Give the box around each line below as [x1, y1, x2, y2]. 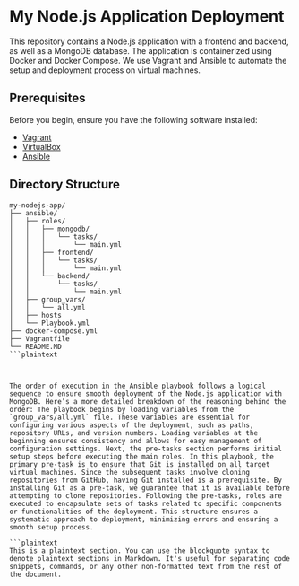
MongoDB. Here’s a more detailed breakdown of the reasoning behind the [9, 397, 286, 406]
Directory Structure [9, 177, 121, 192]
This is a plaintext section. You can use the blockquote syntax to [9, 546, 270, 555]
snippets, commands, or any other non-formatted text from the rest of [9, 562, 282, 571]
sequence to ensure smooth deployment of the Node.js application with [9, 389, 282, 398]
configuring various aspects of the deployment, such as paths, [9, 420, 254, 430]
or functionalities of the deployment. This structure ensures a [9, 507, 258, 516]
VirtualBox [21, 141, 61, 152]
